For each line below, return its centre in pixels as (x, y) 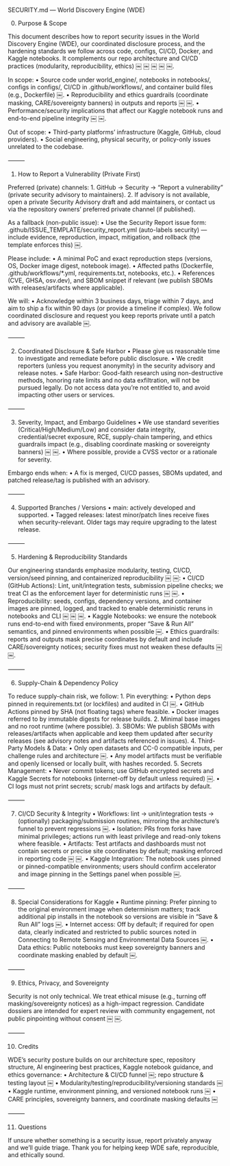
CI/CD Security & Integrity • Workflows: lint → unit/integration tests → (116, 813)
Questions (32, 1127)
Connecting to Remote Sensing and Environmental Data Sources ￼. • (116, 940)
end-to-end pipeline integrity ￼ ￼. (57, 118)
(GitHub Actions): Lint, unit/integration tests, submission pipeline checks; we (116, 585)
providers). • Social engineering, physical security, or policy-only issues (109, 139)
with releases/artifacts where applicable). (66, 288)
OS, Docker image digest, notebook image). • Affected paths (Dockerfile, (111, 266)
